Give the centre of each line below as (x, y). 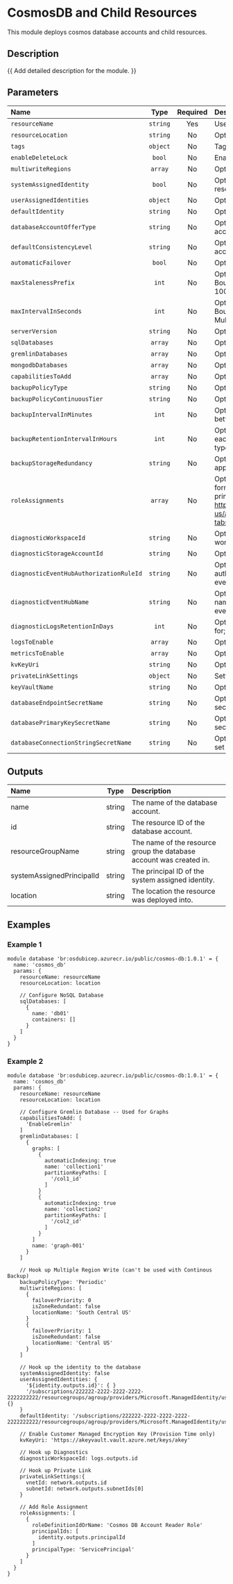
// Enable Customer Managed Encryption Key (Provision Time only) (118, 1434)
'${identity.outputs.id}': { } (71, 1386)
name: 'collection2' (74, 1210)
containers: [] (54, 1020)
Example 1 (25, 944)
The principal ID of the (168, 872)
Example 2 (25, 1061)
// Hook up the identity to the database (80, 1367)
